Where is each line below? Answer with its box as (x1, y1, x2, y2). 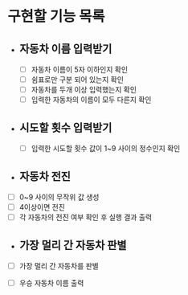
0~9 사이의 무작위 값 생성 (18, 192, 100, 202)
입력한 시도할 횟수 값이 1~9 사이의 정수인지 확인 (31, 144, 181, 154)
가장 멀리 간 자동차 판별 (18, 238, 127, 252)
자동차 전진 (18, 170, 72, 183)
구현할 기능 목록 (7, 7, 105, 26)
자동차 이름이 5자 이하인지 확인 (31, 65, 129, 74)
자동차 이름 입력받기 (18, 42, 112, 55)
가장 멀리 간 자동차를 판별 (18, 260, 100, 270)
